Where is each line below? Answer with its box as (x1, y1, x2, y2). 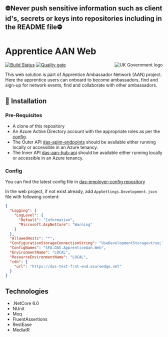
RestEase (12, 321, 32, 327)
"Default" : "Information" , (18, 217, 75, 222)
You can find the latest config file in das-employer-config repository (5, 179, 145, 185)
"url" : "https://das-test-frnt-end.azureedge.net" (14, 264, 122, 269)
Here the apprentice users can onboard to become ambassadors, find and (5, 77, 158, 83)
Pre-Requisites (5, 111, 42, 118)
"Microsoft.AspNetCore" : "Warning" (18, 222, 93, 227)
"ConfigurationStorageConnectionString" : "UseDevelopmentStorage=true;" (9, 240, 164, 246)
